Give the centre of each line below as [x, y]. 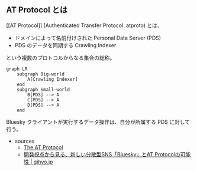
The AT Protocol [43, 147]
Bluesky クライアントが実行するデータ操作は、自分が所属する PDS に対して [98, 121]
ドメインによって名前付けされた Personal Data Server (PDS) [88, 38]
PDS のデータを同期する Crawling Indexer [65, 45]
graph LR [17, 69]
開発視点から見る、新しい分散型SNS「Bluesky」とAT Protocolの [102, 154]
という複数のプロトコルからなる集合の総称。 [61, 58]
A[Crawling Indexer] [53, 79]
